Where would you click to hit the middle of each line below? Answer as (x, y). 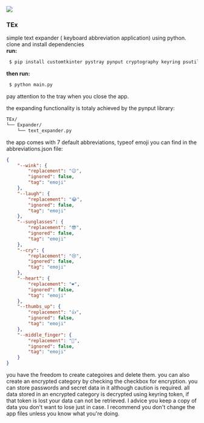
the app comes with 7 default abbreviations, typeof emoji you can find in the (102, 142)
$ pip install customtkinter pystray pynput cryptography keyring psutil (104, 62)
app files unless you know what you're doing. (63, 414)
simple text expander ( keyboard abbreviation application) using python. (96, 38)
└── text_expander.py (44, 131)
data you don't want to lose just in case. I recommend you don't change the (101, 407)
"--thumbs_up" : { (39, 307)
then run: (18, 74)
